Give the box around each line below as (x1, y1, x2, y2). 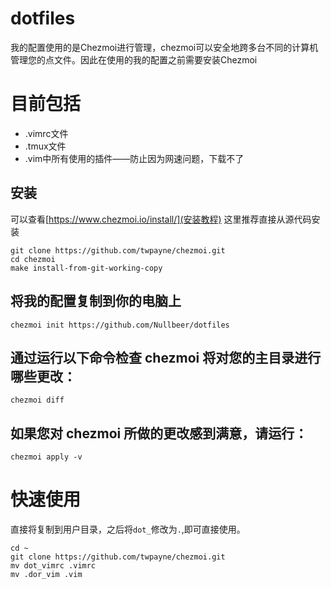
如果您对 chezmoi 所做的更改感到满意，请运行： (10, 425, 308, 442)
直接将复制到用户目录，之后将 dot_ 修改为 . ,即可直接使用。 (10, 523, 246, 536)
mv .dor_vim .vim (10, 570, 83, 580)
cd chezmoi (10, 254, 56, 264)
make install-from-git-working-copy (10, 263, 163, 273)
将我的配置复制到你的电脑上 (10, 293, 182, 310)
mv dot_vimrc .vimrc (10, 561, 97, 571)
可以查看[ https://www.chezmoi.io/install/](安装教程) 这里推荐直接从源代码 (10, 213, 312, 225)
